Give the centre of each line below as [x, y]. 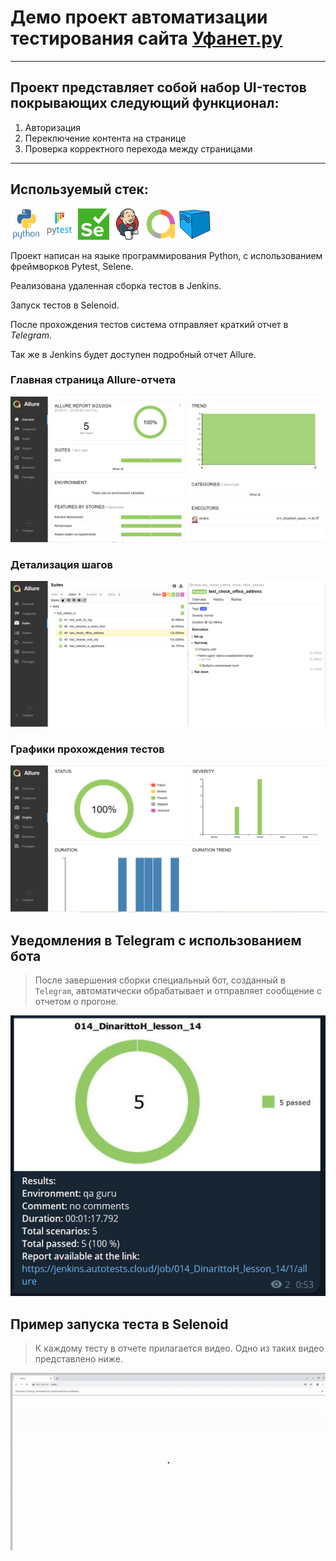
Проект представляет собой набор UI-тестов [158, 87]
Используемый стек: [79, 189]
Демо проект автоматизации [139, 17]
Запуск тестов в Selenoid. [65, 305]
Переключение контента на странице [105, 138]
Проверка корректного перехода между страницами [138, 148]
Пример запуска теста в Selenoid [119, 1324]
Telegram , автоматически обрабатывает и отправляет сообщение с [178, 991]
